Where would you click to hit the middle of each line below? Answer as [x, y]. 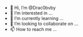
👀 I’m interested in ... [31, 13]
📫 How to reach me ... [33, 29]
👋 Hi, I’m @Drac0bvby [33, 8]
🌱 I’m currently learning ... [37, 18]
